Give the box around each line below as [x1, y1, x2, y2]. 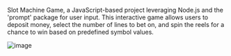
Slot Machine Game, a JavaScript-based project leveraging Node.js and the [7, 6, 224, 14]
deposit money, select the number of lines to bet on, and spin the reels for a [7, 21, 225, 28]
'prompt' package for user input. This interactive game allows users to [7, 13, 209, 21]
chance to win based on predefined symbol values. [7, 28, 154, 36]
